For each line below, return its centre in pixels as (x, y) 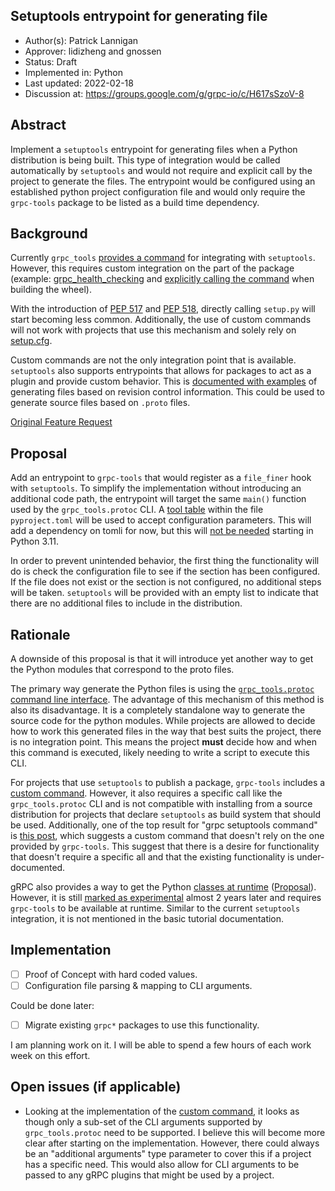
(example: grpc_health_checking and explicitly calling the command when (162, 279)
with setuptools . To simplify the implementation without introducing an (156, 488)
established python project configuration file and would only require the (158, 191)
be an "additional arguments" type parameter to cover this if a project (168, 1153)
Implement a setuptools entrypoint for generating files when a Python (154, 149)
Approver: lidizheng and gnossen (93, 51)
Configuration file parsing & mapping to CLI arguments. (138, 985)
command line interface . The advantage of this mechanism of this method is (167, 700)
